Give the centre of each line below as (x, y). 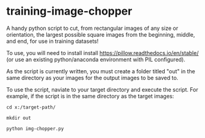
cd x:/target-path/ (31, 107)
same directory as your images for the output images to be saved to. (92, 78)
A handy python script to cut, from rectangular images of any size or (92, 28)
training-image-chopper (69, 11)
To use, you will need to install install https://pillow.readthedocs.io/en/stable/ (103, 53)
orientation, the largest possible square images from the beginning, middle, (101, 34)
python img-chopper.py (35, 129)
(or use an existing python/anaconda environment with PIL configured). (96, 59)
